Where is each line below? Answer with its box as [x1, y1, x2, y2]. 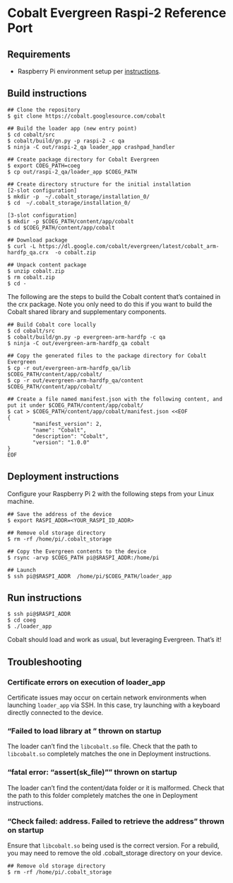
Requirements [7, 48, 71, 60]
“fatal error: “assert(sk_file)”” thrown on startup [7, 767, 178, 777]
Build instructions [7, 87, 87, 100]
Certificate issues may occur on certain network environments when [7, 693, 207, 702]
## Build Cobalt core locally [7, 321, 97, 328]
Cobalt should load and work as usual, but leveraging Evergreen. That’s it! [7, 636, 222, 644]
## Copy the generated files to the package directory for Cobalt [7, 352, 207, 359]
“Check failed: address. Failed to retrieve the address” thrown [7, 816, 225, 826]
